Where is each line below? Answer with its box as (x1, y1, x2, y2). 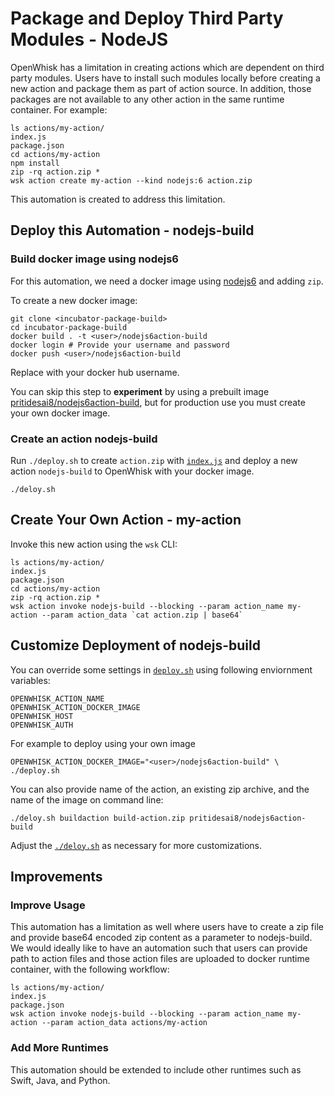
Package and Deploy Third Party (10, 7, 284, 30)
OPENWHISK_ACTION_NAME (10, 693, 105, 704)
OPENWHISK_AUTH (10, 720, 74, 730)
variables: (10, 674, 51, 686)
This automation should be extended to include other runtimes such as (10, 1063, 302, 1076)
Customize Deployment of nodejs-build (10, 637, 261, 654)
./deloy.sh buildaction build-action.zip (10, 813, 186, 823)
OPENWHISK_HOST (10, 711, 74, 721)
